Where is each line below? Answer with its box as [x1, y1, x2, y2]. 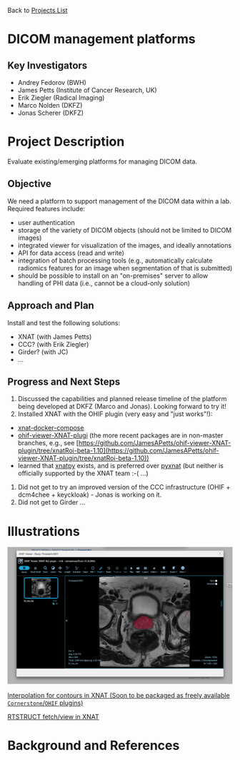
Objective [7, 178, 52, 190]
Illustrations [7, 523, 80, 539]
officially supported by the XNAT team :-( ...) [17, 469, 149, 477]
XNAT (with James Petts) [17, 332, 92, 341]
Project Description [7, 133, 125, 150]
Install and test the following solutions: [7, 318, 121, 327]
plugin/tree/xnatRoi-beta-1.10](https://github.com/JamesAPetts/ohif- [17, 446, 219, 455]
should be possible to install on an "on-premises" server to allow [17, 271, 209, 280]
